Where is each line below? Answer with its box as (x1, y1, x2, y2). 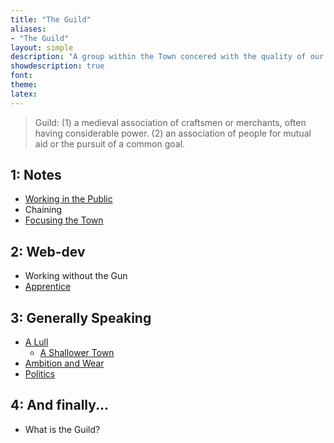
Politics (24, 368, 56, 380)
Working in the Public (24, 193, 113, 205)
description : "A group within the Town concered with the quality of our (10, 52, 325, 62)
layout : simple (10, 42, 74, 53)
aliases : (10, 24, 47, 34)
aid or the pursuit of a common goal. (34, 137, 186, 150)
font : (10, 71, 33, 81)
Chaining (24, 204, 63, 216)
